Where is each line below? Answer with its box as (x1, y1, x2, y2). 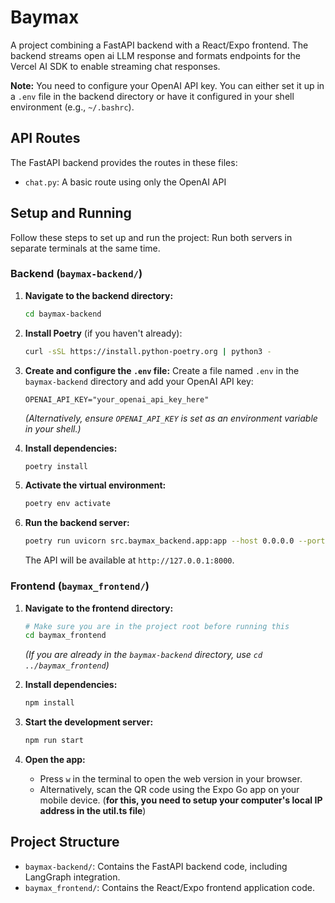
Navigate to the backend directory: (24, 289, 174, 301)
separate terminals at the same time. (10, 242, 161, 254)
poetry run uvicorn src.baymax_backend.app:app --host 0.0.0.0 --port (24, 536, 326, 546)
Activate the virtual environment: (24, 479, 167, 491)
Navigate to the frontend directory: (24, 602, 174, 614)
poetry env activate (24, 499, 111, 509)
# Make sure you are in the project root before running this (24, 621, 290, 631)
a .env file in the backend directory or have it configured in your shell (10, 90, 295, 102)
